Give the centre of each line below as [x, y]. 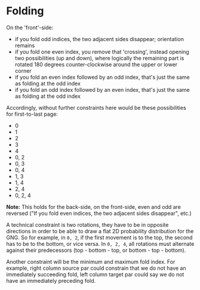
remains [25, 45]
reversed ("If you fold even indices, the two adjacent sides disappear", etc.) [99, 213]
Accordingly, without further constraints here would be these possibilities [96, 107]
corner [23, 70]
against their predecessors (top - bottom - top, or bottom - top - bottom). [96, 250]
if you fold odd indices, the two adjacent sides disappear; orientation [99, 39]
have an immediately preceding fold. [51, 280]
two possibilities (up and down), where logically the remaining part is [99, 58]
